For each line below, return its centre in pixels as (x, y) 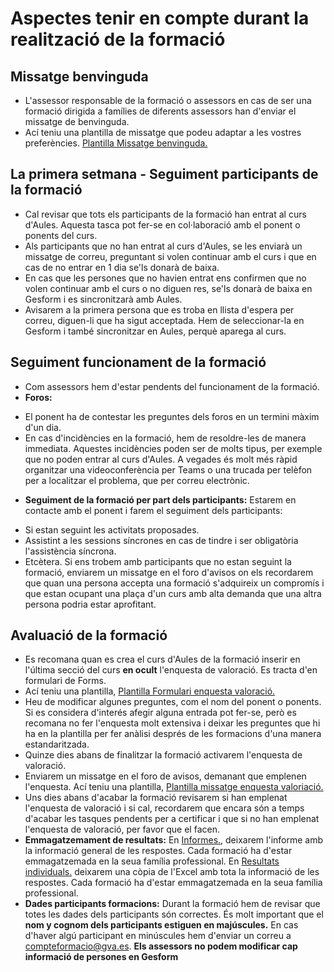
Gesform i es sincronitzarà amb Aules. (103, 299)
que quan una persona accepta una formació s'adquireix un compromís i (174, 583)
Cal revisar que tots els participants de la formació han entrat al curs (165, 214)
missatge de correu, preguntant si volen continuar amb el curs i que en (170, 256)
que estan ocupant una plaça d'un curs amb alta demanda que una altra (173, 593)
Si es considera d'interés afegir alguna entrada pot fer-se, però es (160, 713)
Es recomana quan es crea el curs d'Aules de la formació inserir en (162, 659)
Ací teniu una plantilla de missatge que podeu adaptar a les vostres (163, 132)
